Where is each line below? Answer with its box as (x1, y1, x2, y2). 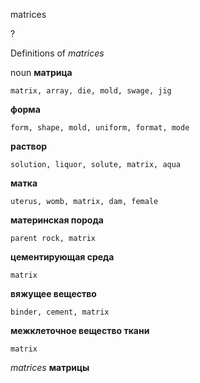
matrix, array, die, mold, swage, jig (10, 86, 172, 96)
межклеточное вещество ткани (10, 325, 150, 336)
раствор (10, 140, 48, 152)
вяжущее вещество (10, 288, 97, 299)
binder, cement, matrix (10, 307, 110, 317)
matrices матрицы (10, 362, 90, 373)
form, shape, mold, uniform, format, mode (10, 123, 190, 133)
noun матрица (10, 67, 73, 78)
